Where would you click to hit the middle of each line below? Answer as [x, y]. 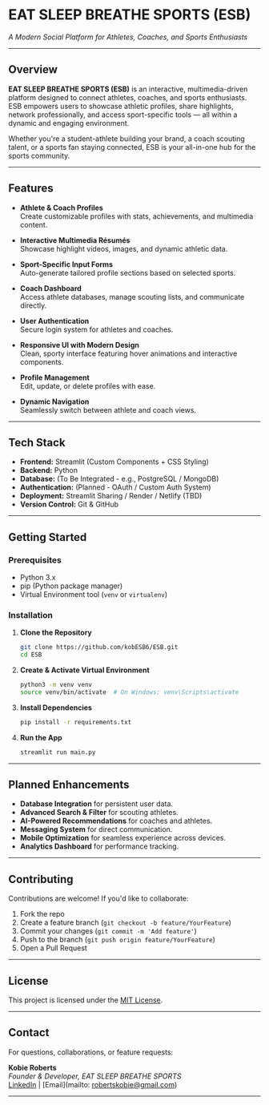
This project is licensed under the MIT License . [86, 1000]
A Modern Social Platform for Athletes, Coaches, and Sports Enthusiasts [128, 37]
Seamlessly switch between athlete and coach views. [108, 409]
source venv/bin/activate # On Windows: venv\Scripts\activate [129, 692]
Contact [29, 1032]
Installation [31, 615]
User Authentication [54, 321]
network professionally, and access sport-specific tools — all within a [123, 115]
